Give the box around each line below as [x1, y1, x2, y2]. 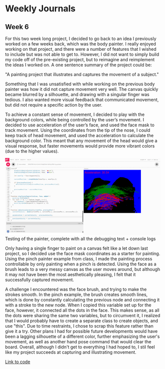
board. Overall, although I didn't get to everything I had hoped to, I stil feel [5, 344, 155, 350]
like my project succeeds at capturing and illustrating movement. [5, 349, 136, 355]
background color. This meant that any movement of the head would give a [5, 138, 158, 144]
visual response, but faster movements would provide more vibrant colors [5, 143, 155, 148]
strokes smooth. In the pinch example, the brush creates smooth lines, [5, 292, 148, 297]
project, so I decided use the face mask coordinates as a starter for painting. [5, 250, 161, 257]
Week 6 [5, 23, 29, 31]
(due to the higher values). [5, 148, 59, 154]
